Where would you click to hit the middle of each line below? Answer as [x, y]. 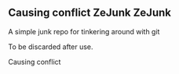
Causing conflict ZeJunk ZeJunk [89, 13]
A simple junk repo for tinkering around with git [84, 31]
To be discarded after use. [51, 47]
